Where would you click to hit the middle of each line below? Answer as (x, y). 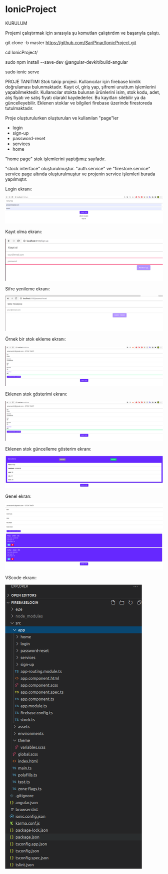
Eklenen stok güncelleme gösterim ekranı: (48, 449)
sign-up (20, 133)
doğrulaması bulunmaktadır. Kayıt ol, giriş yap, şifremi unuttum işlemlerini (80, 87)
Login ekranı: (19, 189)
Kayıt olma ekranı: (24, 232)
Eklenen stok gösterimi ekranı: (36, 394)
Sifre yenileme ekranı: (27, 289)
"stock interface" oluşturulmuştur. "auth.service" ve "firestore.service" (78, 168)
